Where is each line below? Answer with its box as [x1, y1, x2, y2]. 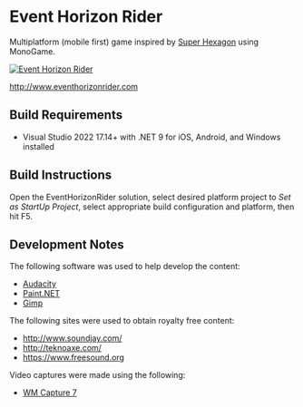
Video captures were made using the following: [9, 370, 186, 381]
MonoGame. [9, 45, 56, 56]
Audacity [22, 278, 57, 289]
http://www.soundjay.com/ [22, 333, 122, 344]
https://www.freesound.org [22, 352, 125, 363]
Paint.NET [22, 288, 61, 299]
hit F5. [9, 210, 34, 221]
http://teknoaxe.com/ [22, 343, 103, 354]
